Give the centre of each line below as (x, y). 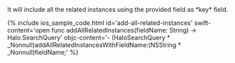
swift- (203, 23)
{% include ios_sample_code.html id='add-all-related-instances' (100, 23)
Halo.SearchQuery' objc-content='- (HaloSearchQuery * (89, 37)
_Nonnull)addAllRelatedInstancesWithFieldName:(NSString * (94, 45)
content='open (29, 30)
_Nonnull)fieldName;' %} (43, 52)
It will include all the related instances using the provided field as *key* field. (118, 9)
